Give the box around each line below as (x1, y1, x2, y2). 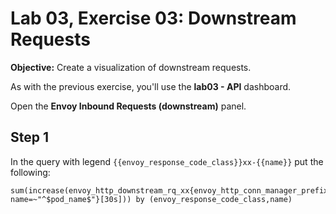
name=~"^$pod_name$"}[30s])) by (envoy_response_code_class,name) (10, 194, 293, 204)
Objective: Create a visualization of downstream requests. (10, 61, 252, 73)
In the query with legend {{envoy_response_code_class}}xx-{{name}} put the (10, 155, 324, 167)
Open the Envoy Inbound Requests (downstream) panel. (10, 100, 247, 112)
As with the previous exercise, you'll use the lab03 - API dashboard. (10, 80, 292, 92)
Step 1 (10, 129, 50, 146)
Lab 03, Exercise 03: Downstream (10, 7, 297, 30)
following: (10, 166, 51, 178)
